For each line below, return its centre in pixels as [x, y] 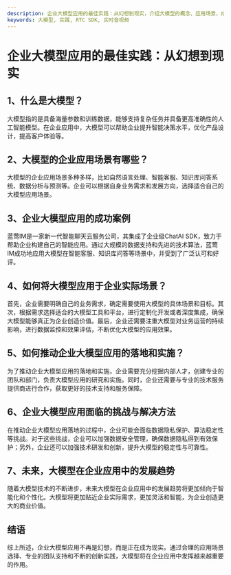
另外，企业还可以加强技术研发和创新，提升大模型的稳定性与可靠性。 [115, 447]
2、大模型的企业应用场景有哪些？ [78, 159]
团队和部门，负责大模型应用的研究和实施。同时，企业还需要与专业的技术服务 [115, 380]
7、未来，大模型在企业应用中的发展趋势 [91, 471]
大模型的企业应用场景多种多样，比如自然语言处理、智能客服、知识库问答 [109, 177]
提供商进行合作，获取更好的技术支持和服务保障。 [76, 388]
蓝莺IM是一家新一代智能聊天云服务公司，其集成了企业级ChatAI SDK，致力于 [114, 236]
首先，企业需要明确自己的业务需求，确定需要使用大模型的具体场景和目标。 [112, 303]
